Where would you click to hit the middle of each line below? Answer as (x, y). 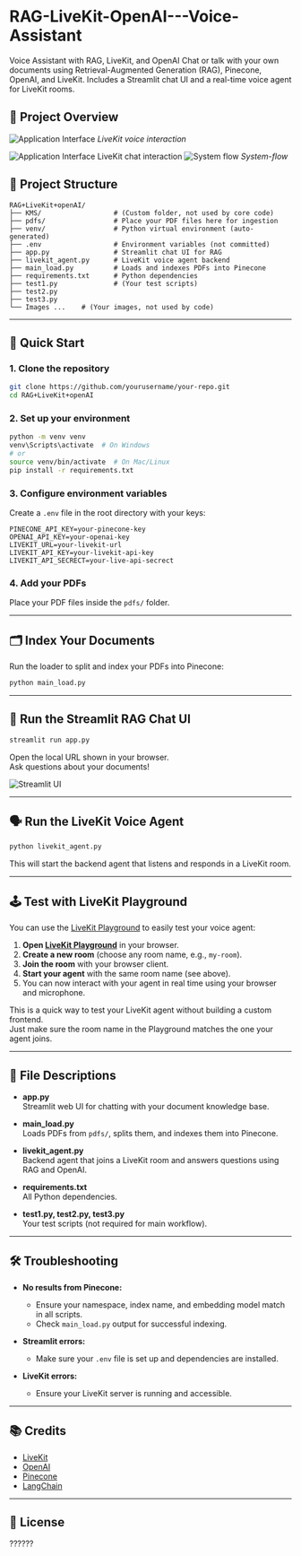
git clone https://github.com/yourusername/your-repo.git (120, 387)
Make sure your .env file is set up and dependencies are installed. (157, 1358)
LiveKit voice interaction (142, 139)
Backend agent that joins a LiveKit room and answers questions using (150, 1160)
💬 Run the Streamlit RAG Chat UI (100, 719)
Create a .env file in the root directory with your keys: (107, 512)
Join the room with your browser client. (95, 964)
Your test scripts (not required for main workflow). (115, 1223)
